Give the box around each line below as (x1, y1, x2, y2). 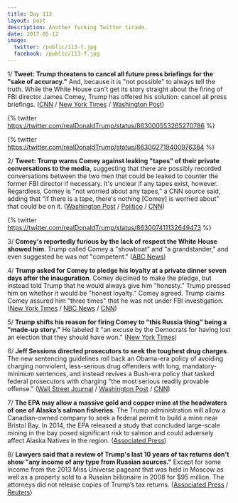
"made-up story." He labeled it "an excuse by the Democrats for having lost (7, 325, 231, 333)
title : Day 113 (7, 10, 53, 18)
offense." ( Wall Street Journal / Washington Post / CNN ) (7, 384, 171, 393)
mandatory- (182, 361, 217, 370)
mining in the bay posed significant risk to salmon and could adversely (7, 428, 214, 437)
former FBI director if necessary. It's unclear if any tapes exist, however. (7, 179, 218, 187)
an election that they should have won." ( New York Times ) (7, 333, 178, 341)
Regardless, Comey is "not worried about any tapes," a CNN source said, (7, 187, 221, 195)
